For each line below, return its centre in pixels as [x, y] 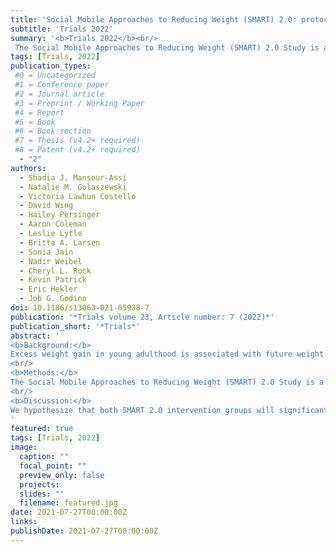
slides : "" [42, 494]
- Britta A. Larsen [60, 242]
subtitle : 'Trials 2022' [62, 29]
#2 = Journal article [59, 94]
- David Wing [46, 206]
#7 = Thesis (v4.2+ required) [77, 141]
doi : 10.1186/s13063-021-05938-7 [80, 308]
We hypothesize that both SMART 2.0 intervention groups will [142, 410]
